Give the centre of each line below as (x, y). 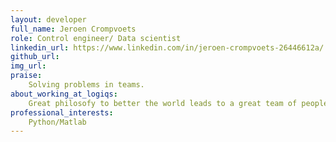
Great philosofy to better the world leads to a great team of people (178, 103)
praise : (26, 76)
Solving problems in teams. (86, 85)
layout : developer (48, 19)
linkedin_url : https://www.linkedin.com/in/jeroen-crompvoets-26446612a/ (167, 47)
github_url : (35, 57)
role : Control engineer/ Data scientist (96, 38)
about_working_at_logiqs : (64, 94)
